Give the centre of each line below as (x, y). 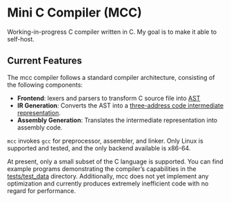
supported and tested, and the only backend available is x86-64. (99, 148)
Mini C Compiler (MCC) (75, 13)
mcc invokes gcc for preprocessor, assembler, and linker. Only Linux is (105, 141)
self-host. (21, 39)
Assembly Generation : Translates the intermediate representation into (117, 120)
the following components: (45, 85)
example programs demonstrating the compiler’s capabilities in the (102, 169)
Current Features (45, 61)
